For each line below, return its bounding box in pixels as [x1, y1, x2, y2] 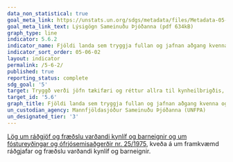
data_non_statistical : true [7, 10, 89, 17]
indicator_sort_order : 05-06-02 [7, 49, 101, 56]
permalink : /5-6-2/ [7, 62, 64, 69]
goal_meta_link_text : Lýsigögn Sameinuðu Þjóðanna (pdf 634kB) [7, 23, 194, 30]
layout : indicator [7, 55, 60, 62]
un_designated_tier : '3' [7, 113, 79, 120]
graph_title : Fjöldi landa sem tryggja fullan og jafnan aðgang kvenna [7, 100, 218, 107]
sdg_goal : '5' [7, 81, 49, 88]
